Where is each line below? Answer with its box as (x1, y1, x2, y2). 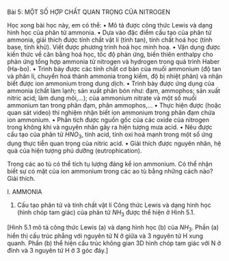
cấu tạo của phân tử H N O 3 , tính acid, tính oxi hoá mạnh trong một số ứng (7, 130, 213, 140)
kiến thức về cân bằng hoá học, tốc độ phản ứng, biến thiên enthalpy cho (7, 50, 213, 58)
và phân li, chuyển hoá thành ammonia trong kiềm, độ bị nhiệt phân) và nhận (7, 72, 223, 80)
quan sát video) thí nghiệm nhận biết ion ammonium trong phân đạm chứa (7, 108, 215, 116)
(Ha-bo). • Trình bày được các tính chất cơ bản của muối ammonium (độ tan (7, 65, 221, 73)
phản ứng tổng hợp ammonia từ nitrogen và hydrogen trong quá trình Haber (7, 58, 220, 66)
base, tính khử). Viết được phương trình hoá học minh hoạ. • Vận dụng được (7, 43, 221, 51)
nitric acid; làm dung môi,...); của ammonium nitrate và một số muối (7, 94, 197, 102)
